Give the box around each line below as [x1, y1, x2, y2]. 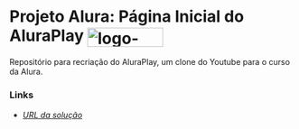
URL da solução [22, 109, 83, 120]
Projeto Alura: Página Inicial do [9, 6, 245, 27]
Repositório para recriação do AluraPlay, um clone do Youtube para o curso [9, 57, 291, 68]
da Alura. [9, 66, 43, 78]
